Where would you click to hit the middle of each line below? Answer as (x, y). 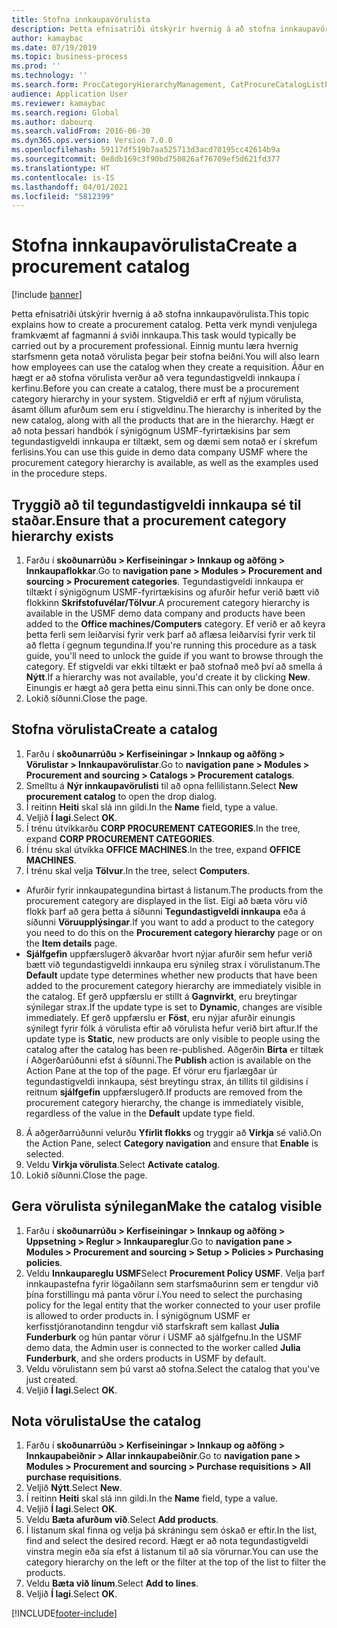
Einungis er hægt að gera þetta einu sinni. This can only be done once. (170, 687)
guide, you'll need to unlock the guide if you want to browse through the (174, 655)
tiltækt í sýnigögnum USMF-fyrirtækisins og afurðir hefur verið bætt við (172, 592)
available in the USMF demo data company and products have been (165, 613)
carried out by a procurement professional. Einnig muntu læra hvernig (155, 346)
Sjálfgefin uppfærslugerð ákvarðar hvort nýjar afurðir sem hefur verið (169, 953)
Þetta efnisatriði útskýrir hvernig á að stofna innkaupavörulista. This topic (160, 314)
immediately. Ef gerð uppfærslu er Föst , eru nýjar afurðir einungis (160, 1017)
